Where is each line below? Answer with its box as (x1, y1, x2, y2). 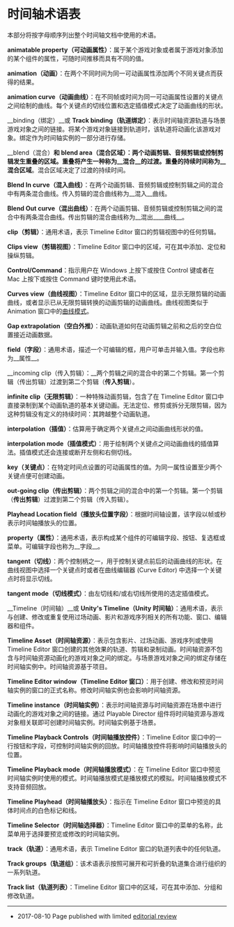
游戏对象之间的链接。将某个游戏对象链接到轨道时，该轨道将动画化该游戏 (7, 125, 214, 133)
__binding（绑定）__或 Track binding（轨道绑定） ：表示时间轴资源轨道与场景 (7, 116, 226, 124)
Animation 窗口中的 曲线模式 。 (7, 307, 93, 315)
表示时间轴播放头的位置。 (7, 519, 81, 527)
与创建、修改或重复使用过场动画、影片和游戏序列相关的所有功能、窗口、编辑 (7, 613, 227, 621)
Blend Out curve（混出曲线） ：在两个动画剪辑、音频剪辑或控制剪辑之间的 (7, 204, 217, 213)
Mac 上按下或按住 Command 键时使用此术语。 (7, 275, 141, 283)
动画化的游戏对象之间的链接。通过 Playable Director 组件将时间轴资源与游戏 (7, 709, 225, 718)
